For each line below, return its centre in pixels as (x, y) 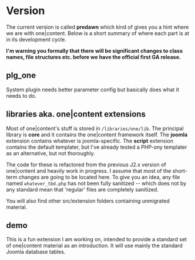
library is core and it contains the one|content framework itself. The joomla (97, 134)
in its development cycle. (36, 39)
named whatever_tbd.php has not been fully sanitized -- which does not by (96, 183)
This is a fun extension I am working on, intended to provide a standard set (96, 240)
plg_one (21, 75)
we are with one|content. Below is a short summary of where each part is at (98, 33)
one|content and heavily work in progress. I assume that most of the (89, 170)
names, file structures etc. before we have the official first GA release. (93, 57)
